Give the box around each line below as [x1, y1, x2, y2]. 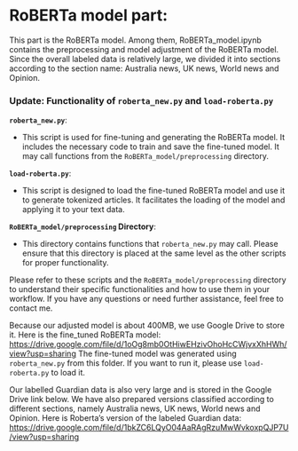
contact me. [9, 303, 53, 313]
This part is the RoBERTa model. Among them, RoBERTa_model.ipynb [9, 35, 262, 45]
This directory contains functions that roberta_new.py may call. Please [21, 239, 278, 249]
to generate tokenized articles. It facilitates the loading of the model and [21, 194, 286, 205]
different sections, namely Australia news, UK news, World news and [9, 403, 261, 414]
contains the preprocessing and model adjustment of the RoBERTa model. [9, 44, 279, 54]
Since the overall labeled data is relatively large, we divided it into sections [9, 53, 281, 64]
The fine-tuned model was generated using [78, 348, 237, 360]
